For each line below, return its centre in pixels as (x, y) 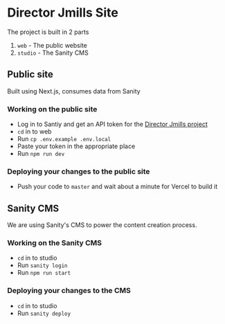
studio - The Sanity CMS (53, 53)
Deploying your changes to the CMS (69, 291)
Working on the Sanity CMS (55, 243)
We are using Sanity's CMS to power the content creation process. (102, 225)
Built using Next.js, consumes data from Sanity (74, 91)
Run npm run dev (41, 154)
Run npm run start (44, 273)
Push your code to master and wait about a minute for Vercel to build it (117, 187)
